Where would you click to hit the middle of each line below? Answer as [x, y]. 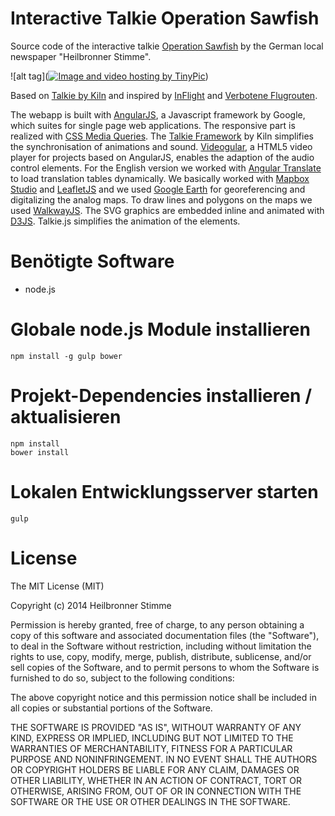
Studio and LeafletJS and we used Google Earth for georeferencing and [158, 189]
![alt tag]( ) [109, 76]
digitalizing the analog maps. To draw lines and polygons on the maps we [161, 199]
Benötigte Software [92, 261]
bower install [40, 452]
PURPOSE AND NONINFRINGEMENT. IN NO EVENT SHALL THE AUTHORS [164, 759]
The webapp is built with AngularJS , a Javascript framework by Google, [158, 114]
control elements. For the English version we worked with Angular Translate [166, 168]
